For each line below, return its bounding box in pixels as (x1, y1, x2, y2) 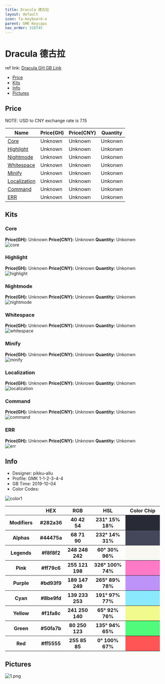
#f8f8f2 (41, 549, 60, 556)
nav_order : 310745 (5, 26, 43, 31)
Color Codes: (12, 486, 39, 492)
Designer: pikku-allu (12, 470, 53, 476)
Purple (13, 580, 29, 587)
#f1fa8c (41, 610, 61, 617)
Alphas (12, 535, 29, 541)
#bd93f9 (40, 580, 62, 587)
